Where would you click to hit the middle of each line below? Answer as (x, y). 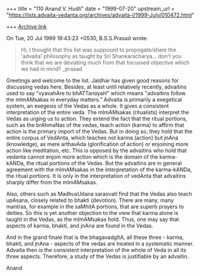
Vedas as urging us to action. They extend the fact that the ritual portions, (97, 119)
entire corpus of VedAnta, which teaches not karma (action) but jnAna (92, 138)
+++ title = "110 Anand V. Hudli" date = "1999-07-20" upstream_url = (90, 9)
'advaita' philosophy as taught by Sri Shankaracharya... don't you (101, 56)
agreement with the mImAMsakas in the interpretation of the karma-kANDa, (99, 169)
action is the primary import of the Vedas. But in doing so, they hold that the (99, 131)
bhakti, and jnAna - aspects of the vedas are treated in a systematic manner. (100, 244)
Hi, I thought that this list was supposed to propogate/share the (99, 50)
